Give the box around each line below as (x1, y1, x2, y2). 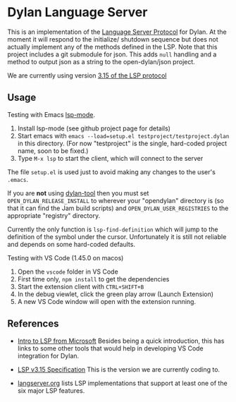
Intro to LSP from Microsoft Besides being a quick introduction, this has (17, 336, 225, 345)
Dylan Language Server (7, 4, 148, 20)
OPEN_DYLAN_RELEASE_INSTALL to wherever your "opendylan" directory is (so (7, 196, 224, 205)
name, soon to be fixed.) (17, 146, 89, 155)
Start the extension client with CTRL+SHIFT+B (17, 282, 144, 291)
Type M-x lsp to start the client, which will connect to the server (17, 154, 204, 162)
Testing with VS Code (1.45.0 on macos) (7, 253, 124, 262)
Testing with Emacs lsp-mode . (7, 110, 96, 118)
